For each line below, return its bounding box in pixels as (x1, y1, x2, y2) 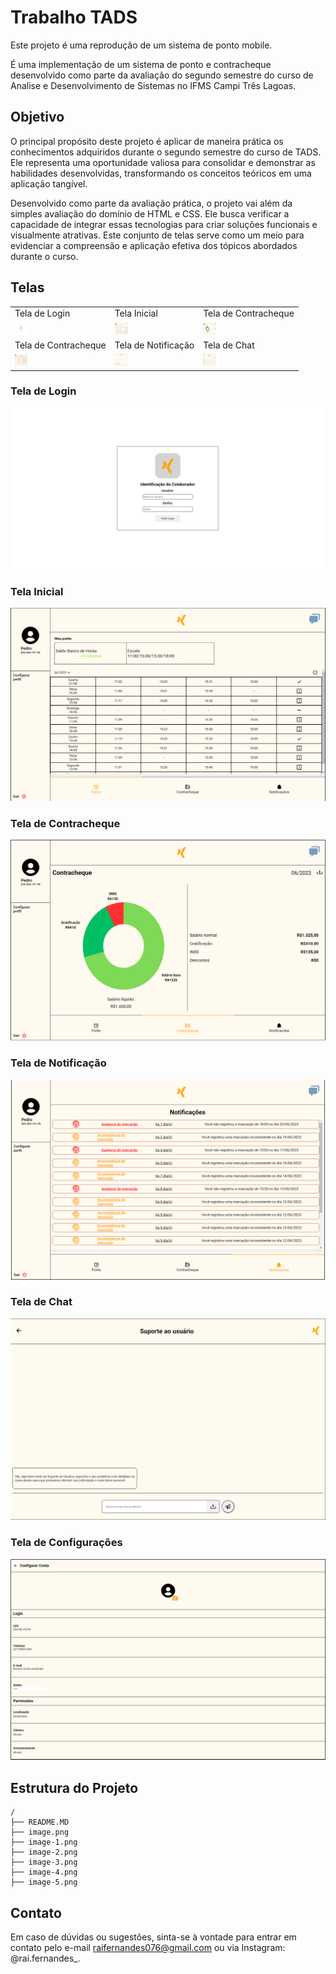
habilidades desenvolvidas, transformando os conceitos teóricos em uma (10, 167, 312, 179)
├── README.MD (10, 1817, 70, 1828)
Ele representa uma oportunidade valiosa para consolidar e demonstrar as (10, 156, 316, 168)
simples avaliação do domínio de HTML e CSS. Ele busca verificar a (10, 207, 290, 220)
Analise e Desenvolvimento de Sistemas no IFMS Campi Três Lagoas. (10, 79, 297, 91)
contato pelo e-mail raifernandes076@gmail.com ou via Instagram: (10, 1942, 286, 1954)
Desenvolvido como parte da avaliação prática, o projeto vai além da (10, 197, 293, 209)
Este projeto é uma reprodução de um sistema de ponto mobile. (10, 39, 273, 51)
